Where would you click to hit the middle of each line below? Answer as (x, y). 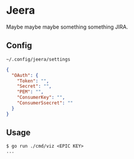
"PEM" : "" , (30, 92)
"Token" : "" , (33, 81)
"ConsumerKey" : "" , (41, 98)
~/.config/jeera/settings (38, 59)
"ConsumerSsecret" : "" (45, 103)
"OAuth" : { (25, 75)
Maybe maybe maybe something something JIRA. (67, 27)
